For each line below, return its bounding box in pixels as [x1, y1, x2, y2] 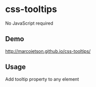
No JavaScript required [5, 20, 54, 26]
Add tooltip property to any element [5, 76, 79, 82]
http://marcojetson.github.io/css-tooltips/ [5, 48, 91, 54]
